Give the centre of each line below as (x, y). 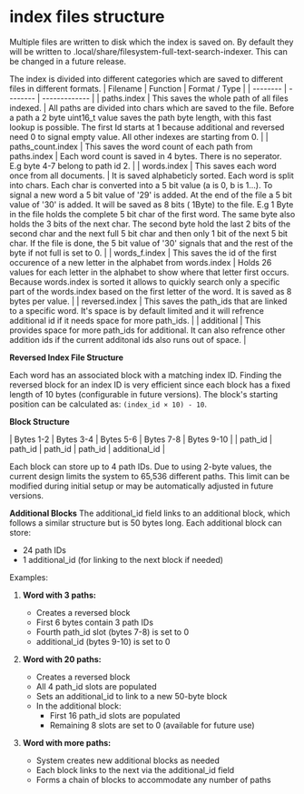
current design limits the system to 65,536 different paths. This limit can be (150, 476)
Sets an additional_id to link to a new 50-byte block (132, 696)
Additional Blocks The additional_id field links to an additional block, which (150, 513)
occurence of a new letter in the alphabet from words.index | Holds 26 (141, 262)
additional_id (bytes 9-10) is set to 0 (103, 641)
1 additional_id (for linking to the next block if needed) (123, 559)
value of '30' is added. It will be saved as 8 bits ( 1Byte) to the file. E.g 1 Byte (152, 204)
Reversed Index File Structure (67, 357)
